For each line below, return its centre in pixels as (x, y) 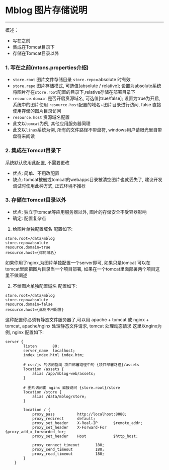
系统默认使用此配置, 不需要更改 (37, 162)
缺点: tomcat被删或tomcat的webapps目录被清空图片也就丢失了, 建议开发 (87, 179)
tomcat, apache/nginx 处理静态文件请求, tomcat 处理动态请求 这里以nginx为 (83, 326)
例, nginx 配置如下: (25, 332)
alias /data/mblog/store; (59, 396)
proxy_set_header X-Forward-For (69, 427)
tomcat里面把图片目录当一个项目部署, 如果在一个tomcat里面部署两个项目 (80, 269)
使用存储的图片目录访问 (37, 111)
